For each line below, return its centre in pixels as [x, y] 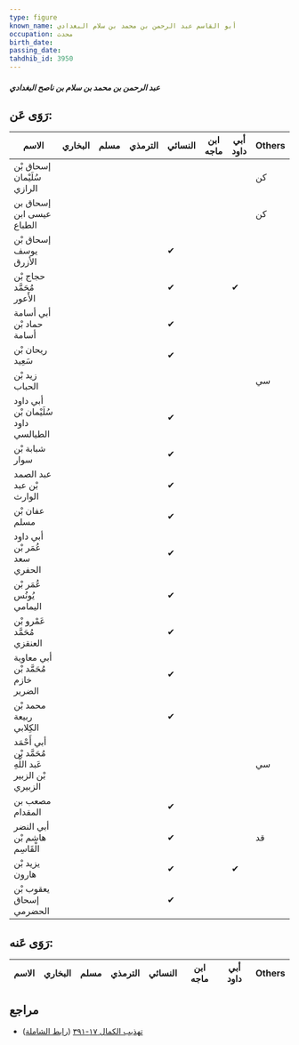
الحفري [28, 570]
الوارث [26, 496]
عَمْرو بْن [30, 621]
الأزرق [25, 261]
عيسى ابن [32, 214]
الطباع [25, 225]
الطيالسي [32, 434]
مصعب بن [32, 801]
